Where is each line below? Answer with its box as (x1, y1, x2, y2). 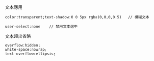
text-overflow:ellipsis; (5, 51, 56, 56)
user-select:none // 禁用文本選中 (5, 24, 77, 29)
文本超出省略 (5, 33, 31, 39)
